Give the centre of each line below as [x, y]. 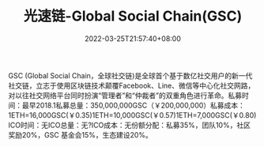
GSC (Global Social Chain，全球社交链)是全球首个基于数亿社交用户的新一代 [130, 75]
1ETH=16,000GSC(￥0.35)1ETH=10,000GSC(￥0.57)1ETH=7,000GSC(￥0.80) [132, 115]
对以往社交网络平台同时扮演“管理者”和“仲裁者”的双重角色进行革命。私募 [125, 95]
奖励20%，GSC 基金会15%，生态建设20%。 [80, 134]
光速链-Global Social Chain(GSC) [133, 16]
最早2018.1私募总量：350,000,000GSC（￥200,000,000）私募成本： [133, 105]
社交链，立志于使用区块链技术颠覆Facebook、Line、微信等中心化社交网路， [132, 85]
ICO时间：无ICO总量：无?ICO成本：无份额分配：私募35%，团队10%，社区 [130, 125]
